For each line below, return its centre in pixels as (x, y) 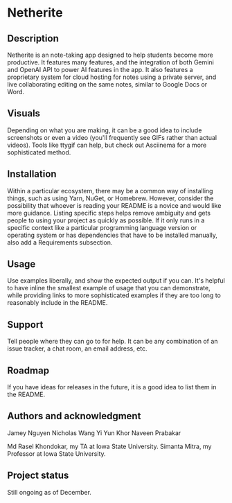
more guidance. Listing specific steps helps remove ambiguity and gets (109, 213)
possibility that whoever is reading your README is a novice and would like (114, 205)
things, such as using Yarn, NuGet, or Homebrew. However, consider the (110, 198)
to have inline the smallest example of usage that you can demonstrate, (109, 288)
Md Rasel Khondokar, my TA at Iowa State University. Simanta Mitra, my (109, 446)
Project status (38, 476)
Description (33, 38)
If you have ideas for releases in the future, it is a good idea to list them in (112, 387)
